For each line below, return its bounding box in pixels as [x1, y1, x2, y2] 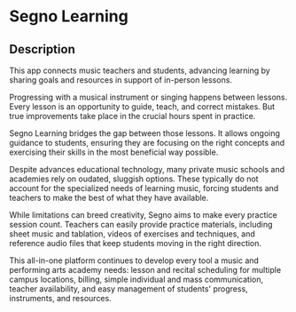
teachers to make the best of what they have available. [9, 193, 209, 203]
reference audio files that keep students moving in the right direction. [9, 238, 262, 248]
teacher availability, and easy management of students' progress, [9, 284, 248, 294]
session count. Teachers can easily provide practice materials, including [9, 220, 273, 229]
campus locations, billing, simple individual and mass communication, [9, 274, 264, 284]
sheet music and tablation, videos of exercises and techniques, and [9, 228, 255, 239]
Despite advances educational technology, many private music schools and [9, 164, 285, 174]
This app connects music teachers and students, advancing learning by [9, 65, 270, 76]
